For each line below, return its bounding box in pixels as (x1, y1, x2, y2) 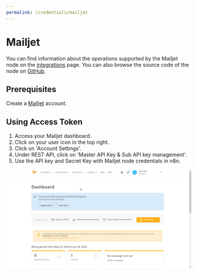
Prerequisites (6, 84, 56, 94)
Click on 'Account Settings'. (14, 145, 82, 152)
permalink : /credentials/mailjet (6, 9, 88, 15)
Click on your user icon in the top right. (14, 138, 109, 146)
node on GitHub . (6, 67, 46, 75)
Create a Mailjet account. (6, 100, 67, 107)
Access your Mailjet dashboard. (14, 133, 92, 140)
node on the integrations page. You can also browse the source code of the (6, 61, 189, 68)
